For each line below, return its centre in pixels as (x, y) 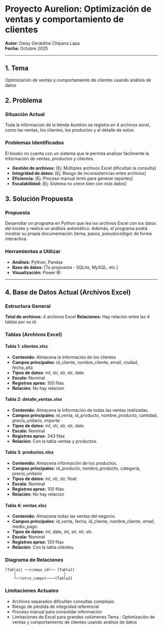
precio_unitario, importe (36, 420)
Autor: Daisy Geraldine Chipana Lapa (42, 43)
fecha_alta (22, 367)
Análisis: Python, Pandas (37, 262)
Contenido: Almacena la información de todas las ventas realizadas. (80, 410)
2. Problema (24, 101)
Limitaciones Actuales (32, 591)
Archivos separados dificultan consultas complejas (63, 601)
